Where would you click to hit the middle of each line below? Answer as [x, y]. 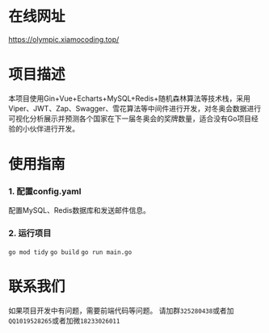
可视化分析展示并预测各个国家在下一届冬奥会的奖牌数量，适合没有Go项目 [130, 119]
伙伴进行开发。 [54, 128]
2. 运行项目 [30, 233]
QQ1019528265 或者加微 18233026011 [64, 320]
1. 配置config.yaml [45, 191]
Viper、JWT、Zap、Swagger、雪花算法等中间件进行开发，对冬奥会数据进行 [135, 108]
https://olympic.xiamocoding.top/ [64, 39]
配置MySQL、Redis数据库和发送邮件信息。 [80, 210]
